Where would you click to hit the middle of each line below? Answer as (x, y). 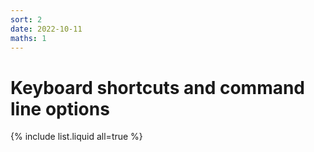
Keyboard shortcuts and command (158, 87)
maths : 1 (28, 38)
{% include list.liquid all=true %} (76, 137)
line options (60, 108)
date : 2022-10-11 (46, 29)
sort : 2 (26, 19)
